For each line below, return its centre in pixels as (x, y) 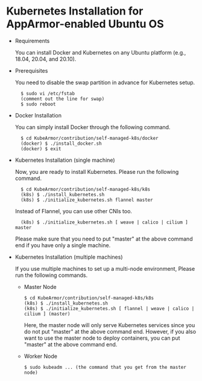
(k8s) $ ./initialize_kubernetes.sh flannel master (87, 200)
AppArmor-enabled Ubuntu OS (85, 24)
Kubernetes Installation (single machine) (65, 160)
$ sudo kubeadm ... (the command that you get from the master (105, 367)
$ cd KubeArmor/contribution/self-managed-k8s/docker (90, 138)
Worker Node (40, 356)
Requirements (32, 41)
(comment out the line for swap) (63, 99)
